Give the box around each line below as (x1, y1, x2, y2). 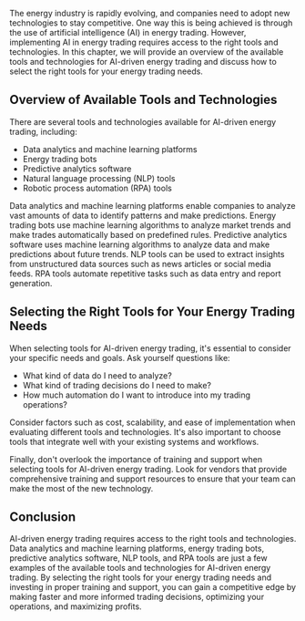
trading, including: (9, 126, 77, 137)
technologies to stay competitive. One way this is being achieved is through (9, 17, 293, 28)
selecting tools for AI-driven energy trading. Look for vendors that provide (9, 463, 288, 474)
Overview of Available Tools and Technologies (9, 92, 278, 108)
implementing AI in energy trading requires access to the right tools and (9, 36, 279, 47)
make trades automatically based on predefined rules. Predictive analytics (9, 229, 288, 240)
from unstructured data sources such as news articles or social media (9, 258, 271, 269)
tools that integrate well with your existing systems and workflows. (9, 436, 259, 447)
